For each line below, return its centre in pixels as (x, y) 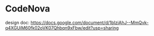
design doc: (17, 22)
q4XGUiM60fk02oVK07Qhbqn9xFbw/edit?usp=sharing (62, 27)
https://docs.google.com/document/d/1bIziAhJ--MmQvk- (90, 22)
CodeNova (27, 9)
